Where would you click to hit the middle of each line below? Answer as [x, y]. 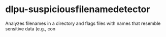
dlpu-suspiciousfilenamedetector [78, 9]
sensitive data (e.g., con [30, 28]
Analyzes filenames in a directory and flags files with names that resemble [83, 23]
